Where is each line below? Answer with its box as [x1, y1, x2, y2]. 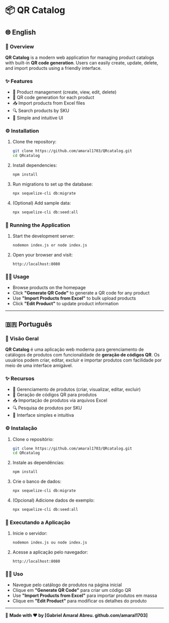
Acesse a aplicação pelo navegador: [12, 549, 88, 555]
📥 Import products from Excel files [12, 100, 86, 106]
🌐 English [5, 28, 36, 36]
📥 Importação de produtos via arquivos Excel [12, 397, 107, 403]
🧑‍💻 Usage [5, 273, 30, 280]
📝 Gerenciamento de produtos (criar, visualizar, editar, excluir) [12, 386, 141, 393]
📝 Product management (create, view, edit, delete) [12, 89, 117, 95]
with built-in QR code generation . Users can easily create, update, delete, [5, 59, 158, 66]
